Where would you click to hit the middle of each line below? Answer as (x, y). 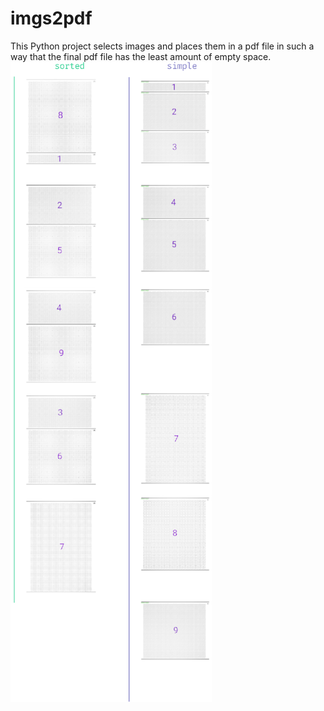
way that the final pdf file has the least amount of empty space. (141, 56)
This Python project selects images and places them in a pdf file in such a (162, 46)
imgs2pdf (51, 18)
